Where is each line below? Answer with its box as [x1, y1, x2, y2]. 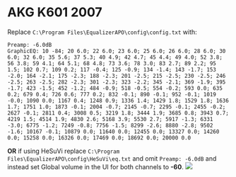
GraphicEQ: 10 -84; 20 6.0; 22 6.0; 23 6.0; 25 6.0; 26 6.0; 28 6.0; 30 [7, 47, 226, 55]
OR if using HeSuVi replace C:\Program [7, 147, 120, 155]
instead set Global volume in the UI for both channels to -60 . [7, 162, 184, 171]
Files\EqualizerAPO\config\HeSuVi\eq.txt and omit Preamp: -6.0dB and [7, 154, 217, 163]
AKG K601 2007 [7, 4, 102, 21]
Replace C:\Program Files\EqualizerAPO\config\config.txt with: [7, 28, 198, 36]
